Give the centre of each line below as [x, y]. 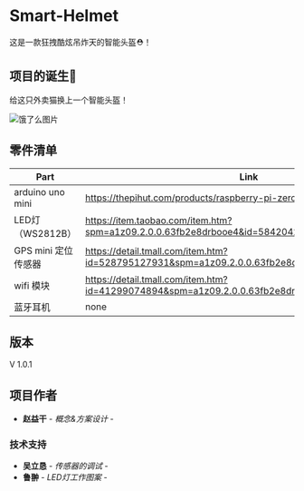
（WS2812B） [45, 233]
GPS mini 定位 [44, 250]
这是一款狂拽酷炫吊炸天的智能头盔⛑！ [81, 42]
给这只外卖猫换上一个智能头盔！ [69, 100]
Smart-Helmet [64, 16]
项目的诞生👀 [43, 77]
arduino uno [39, 191]
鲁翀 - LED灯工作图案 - [65, 477]
